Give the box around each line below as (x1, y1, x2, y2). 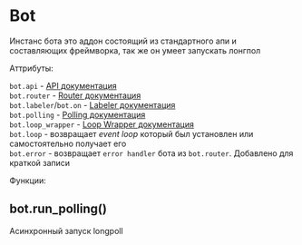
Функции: (9, 174, 47, 186)
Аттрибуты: (9, 63, 54, 73)
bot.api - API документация (9, 80, 117, 91)
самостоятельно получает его (9, 138, 127, 149)
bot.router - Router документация (9, 90, 141, 101)
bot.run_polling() (9, 201, 107, 217)
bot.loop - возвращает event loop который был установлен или (9, 128, 254, 139)
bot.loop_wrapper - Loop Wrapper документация (9, 119, 195, 130)
